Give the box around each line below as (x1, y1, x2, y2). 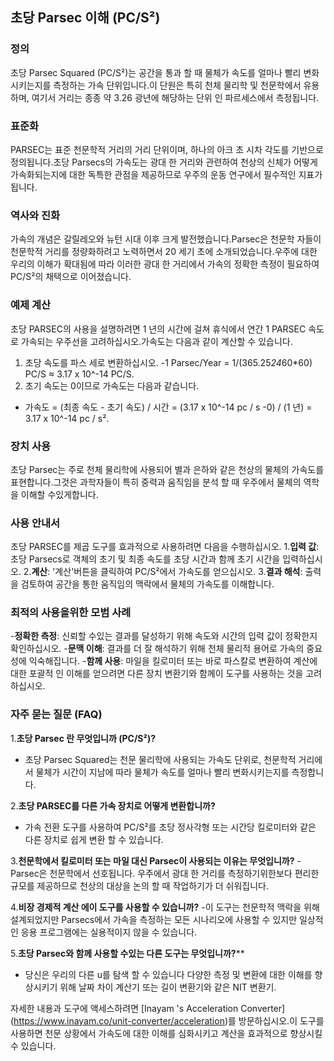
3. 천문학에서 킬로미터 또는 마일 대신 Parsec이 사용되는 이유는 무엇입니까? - (10, 854, 302, 867)
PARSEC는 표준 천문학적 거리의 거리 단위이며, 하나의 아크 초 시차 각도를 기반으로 (10, 143, 324, 155)
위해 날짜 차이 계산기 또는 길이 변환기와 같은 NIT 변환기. (59, 981, 277, 993)
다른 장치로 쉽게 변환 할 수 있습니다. (24, 833, 164, 845)
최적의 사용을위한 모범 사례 (10, 606, 132, 620)
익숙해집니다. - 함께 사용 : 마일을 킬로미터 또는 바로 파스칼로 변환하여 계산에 (28, 655, 318, 667)
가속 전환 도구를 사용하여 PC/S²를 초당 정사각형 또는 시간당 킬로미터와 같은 (24, 821, 317, 833)
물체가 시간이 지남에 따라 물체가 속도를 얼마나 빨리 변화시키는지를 (35, 766, 290, 778)
